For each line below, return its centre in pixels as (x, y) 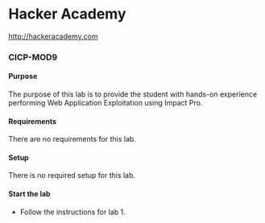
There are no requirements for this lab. (72, 139)
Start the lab (29, 194)
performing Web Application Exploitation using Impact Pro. (106, 103)
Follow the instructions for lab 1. (73, 212)
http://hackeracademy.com (53, 36)
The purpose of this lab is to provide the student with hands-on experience (133, 94)
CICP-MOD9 (33, 57)
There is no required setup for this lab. (72, 176)
